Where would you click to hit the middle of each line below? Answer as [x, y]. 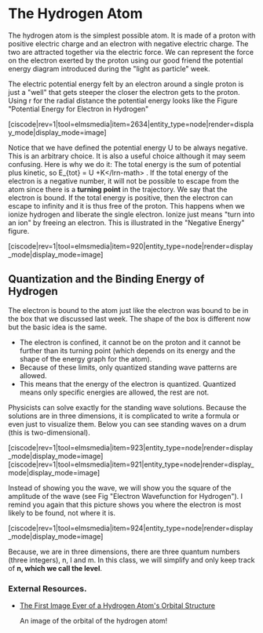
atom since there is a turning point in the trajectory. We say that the [118, 189]
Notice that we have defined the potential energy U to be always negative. [128, 147]
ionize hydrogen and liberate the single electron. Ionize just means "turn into [131, 214]
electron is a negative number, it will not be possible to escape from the [124, 180]
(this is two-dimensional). [49, 432]
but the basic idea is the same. [58, 327]
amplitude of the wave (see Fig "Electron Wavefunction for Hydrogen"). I [126, 496]
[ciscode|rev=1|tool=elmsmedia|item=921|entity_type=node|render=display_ [131, 464]
